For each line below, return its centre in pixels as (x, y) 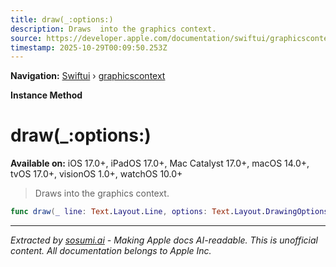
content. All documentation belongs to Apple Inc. (111, 251)
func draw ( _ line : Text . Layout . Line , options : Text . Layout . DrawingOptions (169, 212)
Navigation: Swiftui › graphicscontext (88, 76)
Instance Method (46, 95)
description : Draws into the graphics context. (113, 29)
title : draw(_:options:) (62, 19)
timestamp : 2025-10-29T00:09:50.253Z (89, 47)
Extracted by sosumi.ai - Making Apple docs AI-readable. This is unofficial (164, 240)
